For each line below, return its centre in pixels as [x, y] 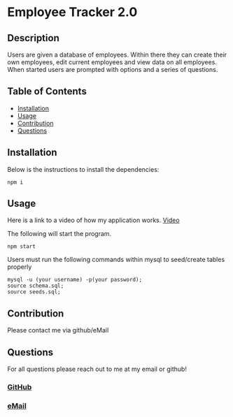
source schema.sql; [36, 286]
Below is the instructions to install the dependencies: [83, 169]
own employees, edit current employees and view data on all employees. [112, 62]
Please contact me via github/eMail [58, 330]
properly [20, 267]
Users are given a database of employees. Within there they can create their [117, 54]
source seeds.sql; [34, 292]
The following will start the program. [59, 234]
